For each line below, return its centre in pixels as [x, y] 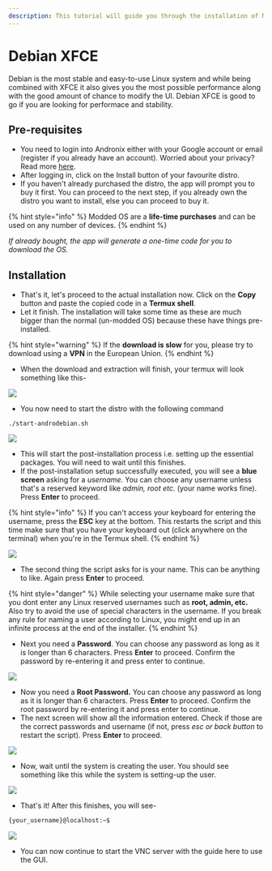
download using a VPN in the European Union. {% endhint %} [111, 354]
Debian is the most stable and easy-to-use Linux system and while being [130, 79]
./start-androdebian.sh [49, 424]
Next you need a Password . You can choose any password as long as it [140, 644]
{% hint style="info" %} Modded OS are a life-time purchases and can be [132, 217]
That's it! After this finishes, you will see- [88, 806]
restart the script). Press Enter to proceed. [91, 736]
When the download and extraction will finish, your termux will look [132, 369]
